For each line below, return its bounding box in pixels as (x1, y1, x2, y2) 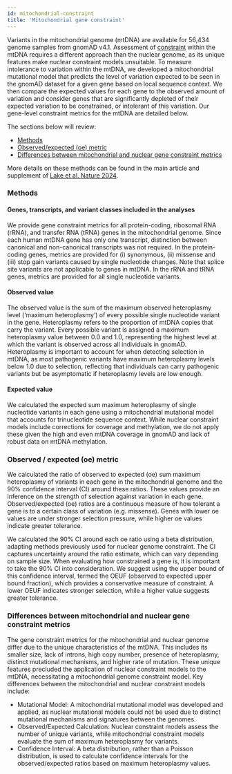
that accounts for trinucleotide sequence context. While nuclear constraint (7, 415, 219, 424)
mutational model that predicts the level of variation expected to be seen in (7, 72, 220, 80)
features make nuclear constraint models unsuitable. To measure (7, 57, 192, 66)
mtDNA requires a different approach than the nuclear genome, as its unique (7, 50, 225, 59)
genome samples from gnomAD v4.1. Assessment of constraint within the (7, 43, 216, 51)
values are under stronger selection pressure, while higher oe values (7, 514, 202, 522)
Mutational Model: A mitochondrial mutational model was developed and (17, 700, 223, 708)
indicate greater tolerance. (7, 522, 83, 530)
